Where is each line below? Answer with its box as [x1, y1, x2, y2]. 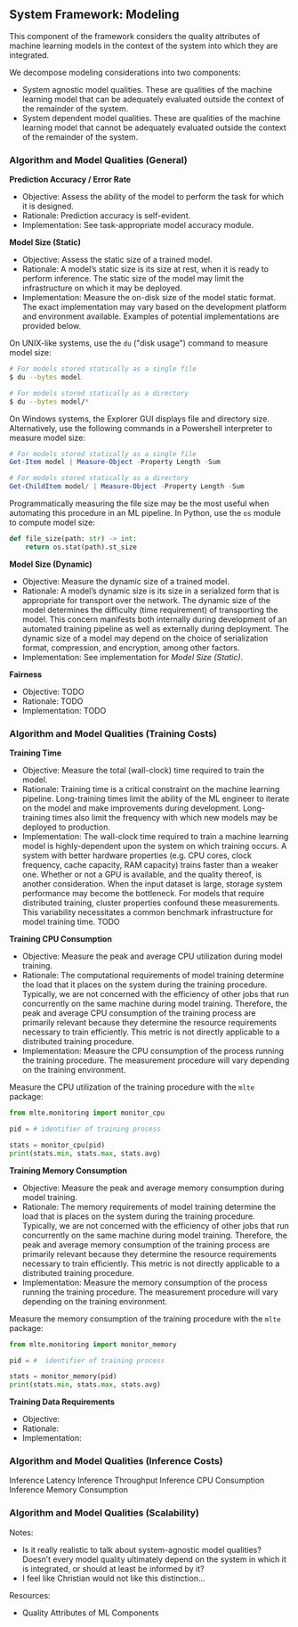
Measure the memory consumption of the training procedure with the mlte [9, 1313, 282, 1324]
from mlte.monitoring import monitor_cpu [9, 1108, 165, 1117]
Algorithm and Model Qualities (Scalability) [9, 1507, 200, 1519]
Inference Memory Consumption [9, 1484, 129, 1495]
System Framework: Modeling [9, 7, 180, 22]
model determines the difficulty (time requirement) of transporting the [21, 604, 278, 615]
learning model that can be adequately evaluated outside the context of [21, 94, 285, 104]
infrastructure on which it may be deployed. [21, 282, 182, 293]
